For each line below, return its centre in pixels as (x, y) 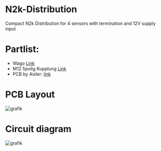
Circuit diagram (38, 129)
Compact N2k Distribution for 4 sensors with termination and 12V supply (80, 23)
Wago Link (23, 63)
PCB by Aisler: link (32, 74)
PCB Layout (30, 95)
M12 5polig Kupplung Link (39, 68)
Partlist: (22, 49)
